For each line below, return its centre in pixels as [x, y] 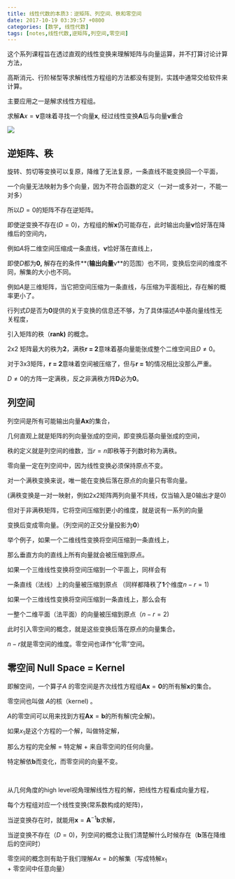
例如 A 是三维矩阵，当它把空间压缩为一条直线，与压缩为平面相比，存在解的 [114, 287]
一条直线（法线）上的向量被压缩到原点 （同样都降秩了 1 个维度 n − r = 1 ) [108, 584]
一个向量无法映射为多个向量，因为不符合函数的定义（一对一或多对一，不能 [114, 187]
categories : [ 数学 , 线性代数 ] [48, 27]
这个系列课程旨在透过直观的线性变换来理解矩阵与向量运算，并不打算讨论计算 [117, 54]
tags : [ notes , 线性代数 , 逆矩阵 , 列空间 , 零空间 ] [68, 33]
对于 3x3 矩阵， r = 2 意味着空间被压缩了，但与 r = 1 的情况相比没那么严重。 [111, 364]
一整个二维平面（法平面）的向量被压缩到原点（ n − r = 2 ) [88, 614]
